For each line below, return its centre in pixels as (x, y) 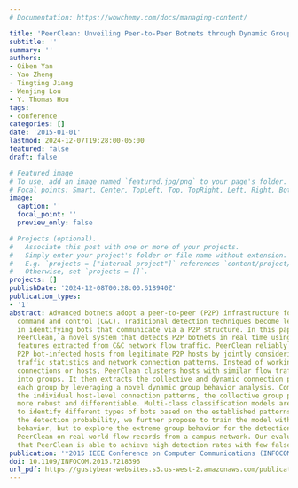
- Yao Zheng (31, 75)
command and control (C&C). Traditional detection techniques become (148, 321)
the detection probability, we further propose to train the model (145, 421)
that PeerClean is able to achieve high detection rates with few (142, 445)
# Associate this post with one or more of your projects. (125, 247)
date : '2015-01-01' (45, 133)
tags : (19, 107)
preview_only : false (55, 223)
